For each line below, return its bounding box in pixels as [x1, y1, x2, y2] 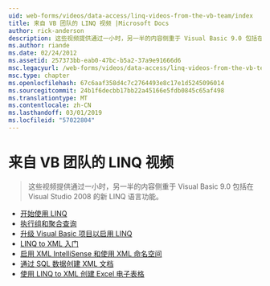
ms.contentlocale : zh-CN [8, 101, 92, 109]
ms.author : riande [8, 42, 70, 50]
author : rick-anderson [8, 27, 84, 35]
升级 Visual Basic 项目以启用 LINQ [19, 228, 133, 238]
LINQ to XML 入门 [19, 239, 79, 248]
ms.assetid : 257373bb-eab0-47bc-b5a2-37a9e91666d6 [8, 57, 182, 65]
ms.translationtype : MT [8, 94, 88, 102]
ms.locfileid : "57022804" [8, 116, 95, 125]
